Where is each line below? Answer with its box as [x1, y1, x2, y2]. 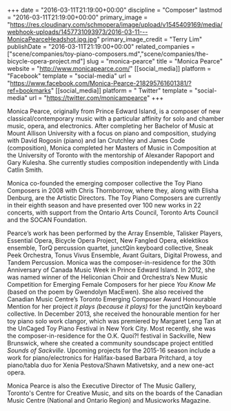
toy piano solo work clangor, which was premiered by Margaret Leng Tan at [7, 317, 222, 325]
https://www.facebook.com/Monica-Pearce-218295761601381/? [10, 79, 192, 87]
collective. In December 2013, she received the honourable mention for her [7, 310, 220, 318]
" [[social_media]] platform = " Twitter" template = [50, 86, 193, 94]
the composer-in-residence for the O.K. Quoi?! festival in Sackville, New [7, 332, 212, 340]
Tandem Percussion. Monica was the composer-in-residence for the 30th [7, 259, 216, 266]
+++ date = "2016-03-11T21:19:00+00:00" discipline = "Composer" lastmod [7, 6, 223, 14]
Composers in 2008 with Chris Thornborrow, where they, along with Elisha [7, 186, 219, 194]
